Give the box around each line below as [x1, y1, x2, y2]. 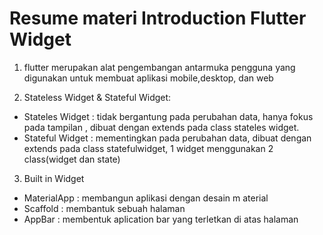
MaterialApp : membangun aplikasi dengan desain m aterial [23, 192, 269, 204]
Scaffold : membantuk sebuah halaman [23, 202, 186, 214]
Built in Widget [23, 172, 85, 184]
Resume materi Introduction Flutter [9, 7, 307, 30]
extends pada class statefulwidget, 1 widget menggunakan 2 [23, 142, 274, 154]
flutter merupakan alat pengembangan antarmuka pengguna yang [23, 61, 296, 73]
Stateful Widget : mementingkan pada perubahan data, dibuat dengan [23, 132, 312, 144]
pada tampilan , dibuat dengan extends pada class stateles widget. [23, 121, 300, 133]
